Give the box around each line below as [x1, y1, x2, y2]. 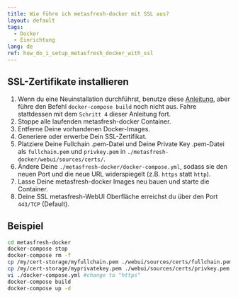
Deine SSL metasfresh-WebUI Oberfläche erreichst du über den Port [17, 192, 218, 201]
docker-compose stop [7, 245, 69, 253]
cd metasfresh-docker [7, 239, 72, 246]
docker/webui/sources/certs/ [17, 156, 104, 163]
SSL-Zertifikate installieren [7, 76, 129, 88]
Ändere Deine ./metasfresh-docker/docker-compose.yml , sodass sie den [17, 162, 228, 170]
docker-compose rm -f [7, 252, 72, 259]
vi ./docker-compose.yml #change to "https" [7, 271, 141, 279]
